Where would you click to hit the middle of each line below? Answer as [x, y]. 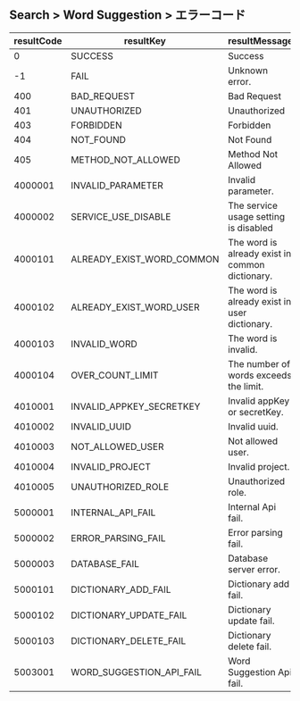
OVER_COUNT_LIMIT [115, 375]
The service [253, 205]
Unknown [248, 71]
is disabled [250, 228]
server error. [254, 569]
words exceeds [259, 375]
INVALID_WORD [104, 344]
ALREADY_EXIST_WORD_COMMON [145, 259]
